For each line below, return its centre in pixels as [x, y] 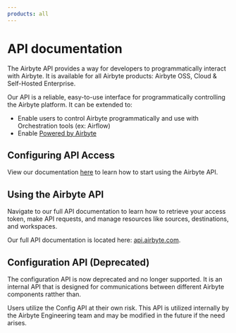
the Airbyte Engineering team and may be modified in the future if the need [116, 315]
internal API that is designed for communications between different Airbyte [116, 287]
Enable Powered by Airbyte [57, 133]
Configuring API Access [61, 155]
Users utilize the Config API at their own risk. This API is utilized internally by [118, 308]
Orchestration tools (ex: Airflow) [64, 126]
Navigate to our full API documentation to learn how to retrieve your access [117, 212]
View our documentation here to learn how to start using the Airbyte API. [113, 172]
